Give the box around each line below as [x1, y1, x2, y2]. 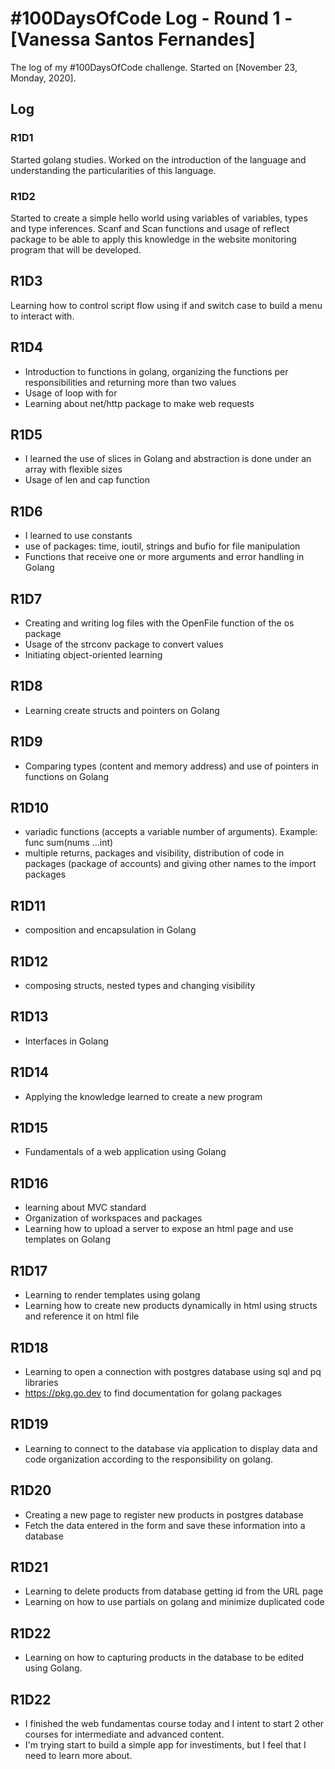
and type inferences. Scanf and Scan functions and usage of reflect [10, 222, 290, 234]
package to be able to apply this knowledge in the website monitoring [10, 233, 297, 245]
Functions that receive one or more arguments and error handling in [24, 551, 305, 563]
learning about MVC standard [24, 1202, 147, 1214]
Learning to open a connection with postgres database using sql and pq [24, 1365, 322, 1377]
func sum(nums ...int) [24, 837, 114, 849]
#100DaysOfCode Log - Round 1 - [10, 7, 293, 30]
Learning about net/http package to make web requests [24, 397, 255, 409]
